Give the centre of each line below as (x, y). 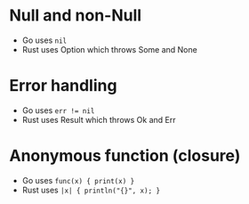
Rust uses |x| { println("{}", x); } (91, 190)
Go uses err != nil (58, 110)
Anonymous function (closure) (125, 156)
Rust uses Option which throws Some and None (109, 49)
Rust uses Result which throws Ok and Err (99, 119)
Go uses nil (44, 40)
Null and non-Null (76, 16)
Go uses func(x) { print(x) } (78, 180)
